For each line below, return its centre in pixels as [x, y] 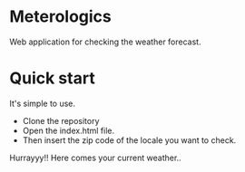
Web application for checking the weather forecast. [105, 42]
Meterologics [60, 17]
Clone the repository [61, 120]
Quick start [52, 78]
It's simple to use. [42, 103]
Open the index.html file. [69, 130]
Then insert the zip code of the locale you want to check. [129, 140]
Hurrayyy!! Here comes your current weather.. [95, 158]
